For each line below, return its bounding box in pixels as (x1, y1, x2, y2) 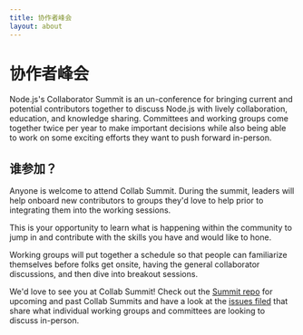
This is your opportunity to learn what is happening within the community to (9, 223, 293, 234)
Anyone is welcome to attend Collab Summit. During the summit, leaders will (9, 186, 295, 196)
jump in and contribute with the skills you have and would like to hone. (9, 232, 272, 243)
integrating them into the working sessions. (9, 205, 171, 215)
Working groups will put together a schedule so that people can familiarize (9, 250, 288, 261)
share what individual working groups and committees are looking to (9, 305, 266, 317)
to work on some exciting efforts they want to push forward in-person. (9, 132, 272, 143)
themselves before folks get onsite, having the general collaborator (9, 259, 260, 270)
